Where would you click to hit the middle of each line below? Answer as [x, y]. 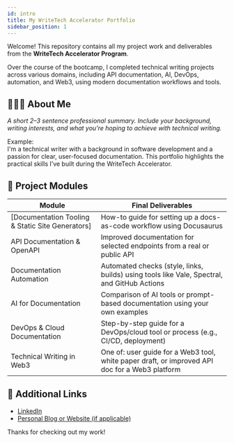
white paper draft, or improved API [157, 361]
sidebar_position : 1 [37, 26]
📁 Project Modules [48, 186]
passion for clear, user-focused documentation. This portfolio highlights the [116, 157]
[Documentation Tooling [50, 217]
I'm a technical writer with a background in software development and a [110, 149]
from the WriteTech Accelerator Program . [68, 54]
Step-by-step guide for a [142, 323]
